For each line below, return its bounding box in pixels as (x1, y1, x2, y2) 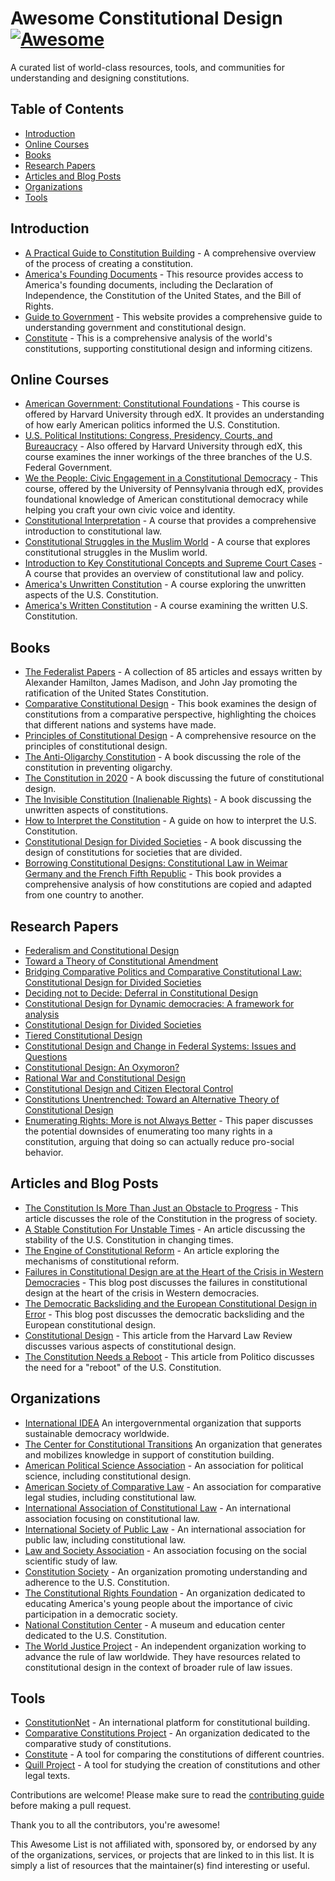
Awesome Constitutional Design (10, 7, 283, 30)
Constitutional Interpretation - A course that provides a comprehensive (24, 515, 317, 527)
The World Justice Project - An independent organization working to (24, 1640, 307, 1652)
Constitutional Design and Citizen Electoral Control (24, 1083, 234, 1094)
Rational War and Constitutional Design (24, 1072, 187, 1084)
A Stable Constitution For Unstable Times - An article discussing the (24, 1223, 306, 1235)
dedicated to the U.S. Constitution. (24, 1629, 168, 1641)
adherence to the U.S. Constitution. (24, 1576, 170, 1588)
